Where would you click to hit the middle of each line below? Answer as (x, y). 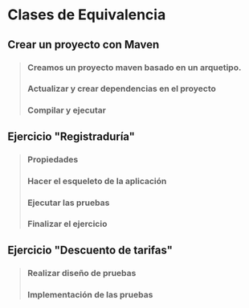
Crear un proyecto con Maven (84, 45)
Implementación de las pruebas (90, 294)
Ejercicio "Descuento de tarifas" (90, 250)
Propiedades (53, 159)
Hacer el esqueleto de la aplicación (97, 181)
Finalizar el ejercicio (67, 224)
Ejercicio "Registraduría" (71, 136)
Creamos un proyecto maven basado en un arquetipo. (134, 68)
